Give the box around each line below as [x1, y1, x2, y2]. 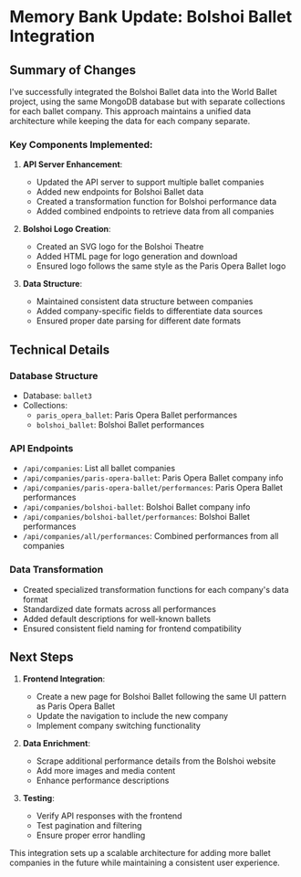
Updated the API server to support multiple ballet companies [36, 176, 265, 188]
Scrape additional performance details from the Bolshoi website [36, 755, 276, 766]
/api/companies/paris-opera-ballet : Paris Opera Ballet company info [22, 472, 284, 483]
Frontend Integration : [22, 673, 106, 684]
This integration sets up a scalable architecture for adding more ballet [9, 848, 271, 859]
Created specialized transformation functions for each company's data [22, 584, 289, 595]
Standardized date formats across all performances [22, 603, 217, 614]
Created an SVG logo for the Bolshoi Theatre [36, 241, 204, 252]
